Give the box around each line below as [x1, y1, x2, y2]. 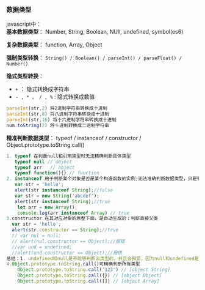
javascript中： [6, 20, 42, 28]
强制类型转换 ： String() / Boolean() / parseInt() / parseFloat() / [6, 54, 182, 62]
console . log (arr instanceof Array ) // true [17, 210, 130, 216]
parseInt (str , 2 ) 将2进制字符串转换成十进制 [6, 105, 108, 111]
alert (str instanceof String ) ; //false [14, 187, 113, 193]
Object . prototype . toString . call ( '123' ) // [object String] [17, 267, 171, 273]
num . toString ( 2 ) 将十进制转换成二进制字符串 [6, 122, 110, 128]
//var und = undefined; [12, 244, 72, 250]
